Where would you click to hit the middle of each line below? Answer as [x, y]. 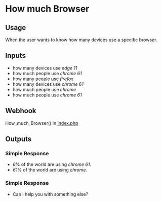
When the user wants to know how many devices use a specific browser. [81, 40]
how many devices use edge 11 [45, 68]
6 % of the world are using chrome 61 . [52, 164]
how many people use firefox [43, 79]
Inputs [16, 56]
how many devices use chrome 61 [48, 84]
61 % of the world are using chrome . [50, 170]
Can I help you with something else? [50, 194]
